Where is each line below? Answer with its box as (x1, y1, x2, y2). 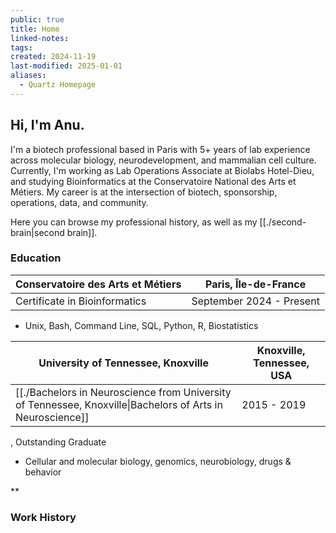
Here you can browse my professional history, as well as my (10, 216, 258, 228)
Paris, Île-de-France (205, 277, 307, 291)
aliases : (10, 71, 47, 81)
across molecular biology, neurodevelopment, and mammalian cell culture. (10, 154, 317, 166)
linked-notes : (10, 33, 70, 43)
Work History (10, 510, 77, 524)
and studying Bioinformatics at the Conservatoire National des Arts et (10, 175, 297, 187)
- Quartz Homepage (19, 80, 97, 90)
